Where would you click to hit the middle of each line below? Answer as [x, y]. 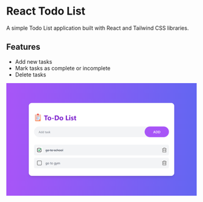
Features [23, 47]
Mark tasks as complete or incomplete [63, 68]
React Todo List [46, 11]
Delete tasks [31, 75]
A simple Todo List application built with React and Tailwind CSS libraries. [98, 28]
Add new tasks [34, 61]
